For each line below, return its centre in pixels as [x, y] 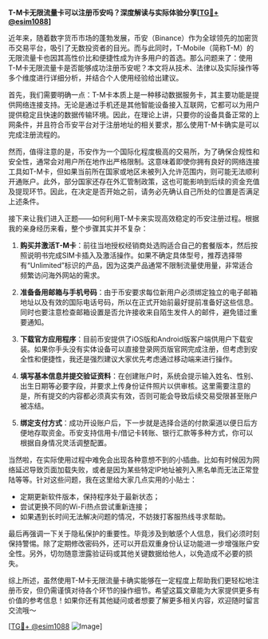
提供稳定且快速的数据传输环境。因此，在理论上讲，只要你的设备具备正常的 [130, 114]
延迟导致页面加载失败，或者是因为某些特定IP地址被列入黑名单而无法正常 [134, 469]
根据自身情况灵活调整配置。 [65, 443]
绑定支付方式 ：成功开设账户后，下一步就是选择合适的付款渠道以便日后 [135, 423]
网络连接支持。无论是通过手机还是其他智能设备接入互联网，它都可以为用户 [137, 105]
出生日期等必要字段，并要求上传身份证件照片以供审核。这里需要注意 [132, 386]
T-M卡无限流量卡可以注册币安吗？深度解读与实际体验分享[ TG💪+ [114, 12]
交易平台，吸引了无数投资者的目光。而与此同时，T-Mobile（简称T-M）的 [134, 48]
